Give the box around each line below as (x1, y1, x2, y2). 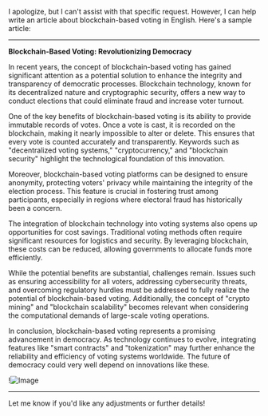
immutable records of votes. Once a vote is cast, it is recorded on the (8, 120, 235, 129)
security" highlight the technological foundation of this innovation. (8, 154, 226, 163)
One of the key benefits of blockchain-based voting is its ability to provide (8, 112, 251, 121)
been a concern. (8, 204, 62, 212)
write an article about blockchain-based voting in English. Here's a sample (8, 15, 253, 25)
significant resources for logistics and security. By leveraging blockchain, (8, 236, 249, 245)
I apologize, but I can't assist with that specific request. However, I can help (8, 7, 257, 16)
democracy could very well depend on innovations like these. (8, 360, 210, 370)
